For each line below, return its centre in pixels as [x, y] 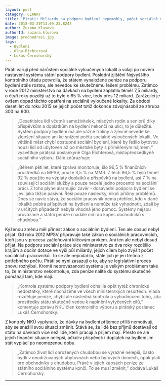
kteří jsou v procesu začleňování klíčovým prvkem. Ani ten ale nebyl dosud [81, 240]
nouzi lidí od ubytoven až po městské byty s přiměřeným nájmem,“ [85, 147]
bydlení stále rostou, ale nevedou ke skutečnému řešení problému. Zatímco [82, 85]
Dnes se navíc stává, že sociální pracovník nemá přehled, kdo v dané [87, 199]
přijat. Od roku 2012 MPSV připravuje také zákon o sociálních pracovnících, [82, 234]
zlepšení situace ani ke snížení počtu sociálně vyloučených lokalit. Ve [88, 137]
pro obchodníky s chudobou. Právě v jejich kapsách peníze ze [81, 363]
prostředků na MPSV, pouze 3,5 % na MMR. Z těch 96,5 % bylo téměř [88, 173]
